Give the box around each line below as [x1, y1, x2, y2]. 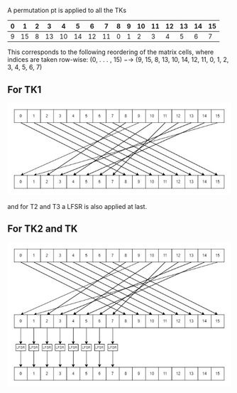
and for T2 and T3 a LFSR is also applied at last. [7, 203, 148, 211]
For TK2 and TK [7, 223, 78, 235]
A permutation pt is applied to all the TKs [7, 6, 126, 14]
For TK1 [7, 83, 42, 95]
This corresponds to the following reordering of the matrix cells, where [7, 48, 214, 56]
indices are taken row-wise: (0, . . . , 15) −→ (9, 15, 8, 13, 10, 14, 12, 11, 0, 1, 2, [7, 55, 229, 64]
